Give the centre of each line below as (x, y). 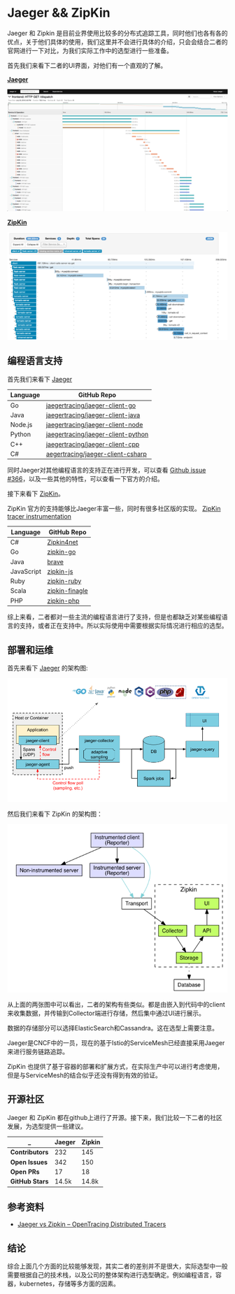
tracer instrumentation (40, 517)
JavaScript (26, 571)
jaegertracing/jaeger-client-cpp (93, 444)
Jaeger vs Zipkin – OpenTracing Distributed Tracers (92, 1224)
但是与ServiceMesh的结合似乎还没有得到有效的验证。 (85, 1075)
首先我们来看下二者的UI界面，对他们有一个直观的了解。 (87, 65)
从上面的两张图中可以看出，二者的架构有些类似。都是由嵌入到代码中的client (116, 1004)
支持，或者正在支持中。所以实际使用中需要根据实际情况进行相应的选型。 (123, 626)
